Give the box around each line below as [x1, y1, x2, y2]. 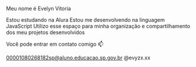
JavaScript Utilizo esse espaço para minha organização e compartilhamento [6, 23, 191, 29]
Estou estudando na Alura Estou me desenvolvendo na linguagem [6, 16, 165, 23]
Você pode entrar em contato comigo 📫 [6, 41, 104, 48]
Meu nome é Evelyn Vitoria [6, 5, 72, 12]
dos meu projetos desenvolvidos [6, 29, 85, 36]
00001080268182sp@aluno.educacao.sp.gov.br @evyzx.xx [6, 54, 151, 61]
